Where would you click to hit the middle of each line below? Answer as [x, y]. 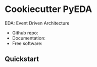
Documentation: [29, 38]
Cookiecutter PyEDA [48, 9]
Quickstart [22, 59]
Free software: [27, 43]
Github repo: [25, 32]
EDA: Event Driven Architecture [37, 23]
